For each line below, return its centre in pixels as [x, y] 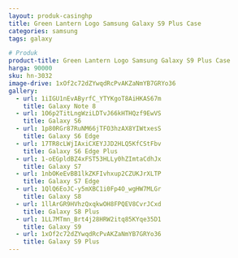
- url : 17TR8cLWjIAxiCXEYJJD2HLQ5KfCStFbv [89, 144]
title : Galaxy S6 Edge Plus [70, 151]
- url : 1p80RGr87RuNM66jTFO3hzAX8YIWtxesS [89, 129]
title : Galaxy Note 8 [59, 106]
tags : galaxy [30, 39]
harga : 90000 [30, 69]
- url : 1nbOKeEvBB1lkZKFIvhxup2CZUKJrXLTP [89, 174]
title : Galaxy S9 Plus [61, 242]
